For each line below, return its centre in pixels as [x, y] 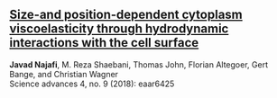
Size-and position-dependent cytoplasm [126, 15]
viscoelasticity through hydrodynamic [119, 29]
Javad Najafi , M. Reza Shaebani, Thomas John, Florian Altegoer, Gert [139, 64]
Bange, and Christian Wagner [64, 74]
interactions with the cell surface [104, 43]
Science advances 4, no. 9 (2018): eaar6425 [92, 84]
